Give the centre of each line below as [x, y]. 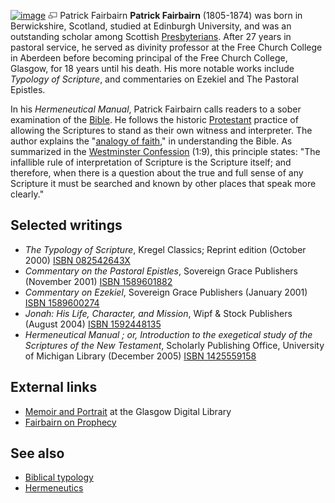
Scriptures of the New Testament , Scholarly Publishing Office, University [174, 345]
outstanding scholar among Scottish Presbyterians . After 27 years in [151, 36]
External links [54, 387]
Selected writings [66, 225]
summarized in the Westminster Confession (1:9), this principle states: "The [165, 151]
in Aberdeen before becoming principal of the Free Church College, [149, 58]
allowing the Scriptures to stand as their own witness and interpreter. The [161, 130]
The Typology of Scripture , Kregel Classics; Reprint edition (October [165, 249]
